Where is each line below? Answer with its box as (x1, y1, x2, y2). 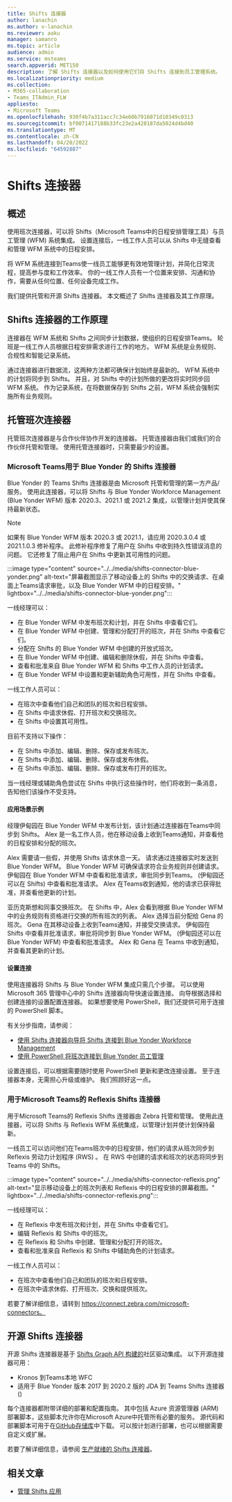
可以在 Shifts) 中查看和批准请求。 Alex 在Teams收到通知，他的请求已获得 (7, 880, 216, 888)
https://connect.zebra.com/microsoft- (81, 1299, 190, 1307)
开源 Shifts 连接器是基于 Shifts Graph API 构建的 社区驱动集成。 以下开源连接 (7, 1350, 224, 1358)
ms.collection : (7, 81, 51, 88)
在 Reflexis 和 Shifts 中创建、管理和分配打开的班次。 (17, 1237, 166, 1246)
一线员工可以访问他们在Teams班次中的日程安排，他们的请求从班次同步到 (7, 1144, 215, 1152)
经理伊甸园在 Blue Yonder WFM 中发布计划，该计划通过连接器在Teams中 (7, 821, 215, 830)
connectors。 (7, 1307, 46, 1317)
